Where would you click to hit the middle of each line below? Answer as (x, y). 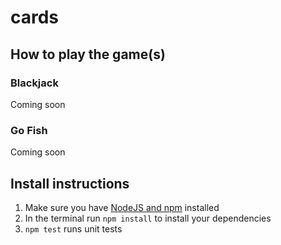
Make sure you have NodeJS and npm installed (122, 207)
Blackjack (34, 83)
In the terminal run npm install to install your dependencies (148, 218)
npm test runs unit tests (73, 228)
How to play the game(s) (88, 54)
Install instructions (70, 183)
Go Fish (29, 130)
